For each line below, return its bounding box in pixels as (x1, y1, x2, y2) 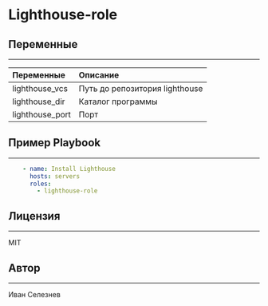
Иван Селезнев (8, 289, 61, 299)
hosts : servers (29, 172, 81, 181)
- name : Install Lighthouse (22, 165, 116, 173)
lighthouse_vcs (12, 83, 68, 93)
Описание (78, 70, 120, 81)
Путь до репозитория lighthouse (78, 83, 203, 93)
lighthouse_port (12, 109, 72, 120)
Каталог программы (78, 96, 158, 107)
